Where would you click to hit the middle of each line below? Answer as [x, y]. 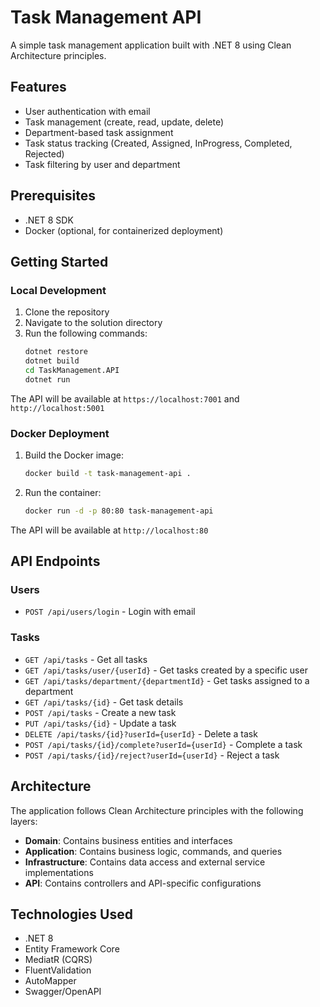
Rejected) [44, 153]
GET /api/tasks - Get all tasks [86, 659]
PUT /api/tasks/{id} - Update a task [100, 723]
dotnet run [47, 379]
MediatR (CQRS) [58, 960]
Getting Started [59, 261]
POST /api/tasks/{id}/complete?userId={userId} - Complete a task [163, 744]
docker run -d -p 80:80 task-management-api [119, 511]
